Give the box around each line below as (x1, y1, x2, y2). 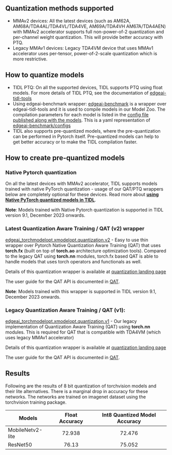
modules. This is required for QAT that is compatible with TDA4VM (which (5, 329, 161, 335)
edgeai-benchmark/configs (12, 122, 71, 129)
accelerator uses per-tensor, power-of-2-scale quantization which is (12, 50, 158, 56)
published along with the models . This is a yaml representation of (12, 117, 150, 123)
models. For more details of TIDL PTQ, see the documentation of (12, 90, 149, 96)
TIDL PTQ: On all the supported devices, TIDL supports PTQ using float (12, 84, 163, 90)
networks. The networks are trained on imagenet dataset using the (5, 394, 146, 400)
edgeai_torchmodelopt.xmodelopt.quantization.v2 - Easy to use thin (5, 237, 148, 243)
